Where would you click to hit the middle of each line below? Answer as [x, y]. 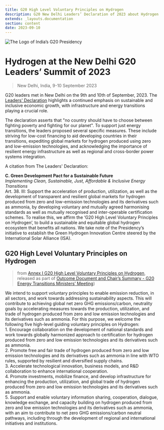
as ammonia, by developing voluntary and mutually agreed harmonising [77, 207]
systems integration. [26, 157]
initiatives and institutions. [31, 423]
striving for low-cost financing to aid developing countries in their [71, 136]
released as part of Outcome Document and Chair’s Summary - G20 [85, 278]
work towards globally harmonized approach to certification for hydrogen [79, 334]
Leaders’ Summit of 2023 [58, 72]
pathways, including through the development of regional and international [80, 418]
